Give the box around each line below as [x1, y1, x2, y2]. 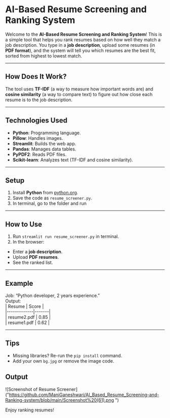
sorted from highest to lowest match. [5, 52, 82, 59]
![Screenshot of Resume [5, 386, 56, 392]
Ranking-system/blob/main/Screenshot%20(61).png [5, 397, 114, 403]
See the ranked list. [12, 259, 53, 265]
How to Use [5, 220, 42, 228]
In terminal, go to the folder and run [12, 200, 87, 206]
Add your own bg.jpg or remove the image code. [12, 357, 114, 364]
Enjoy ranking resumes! [5, 407, 54, 413]
